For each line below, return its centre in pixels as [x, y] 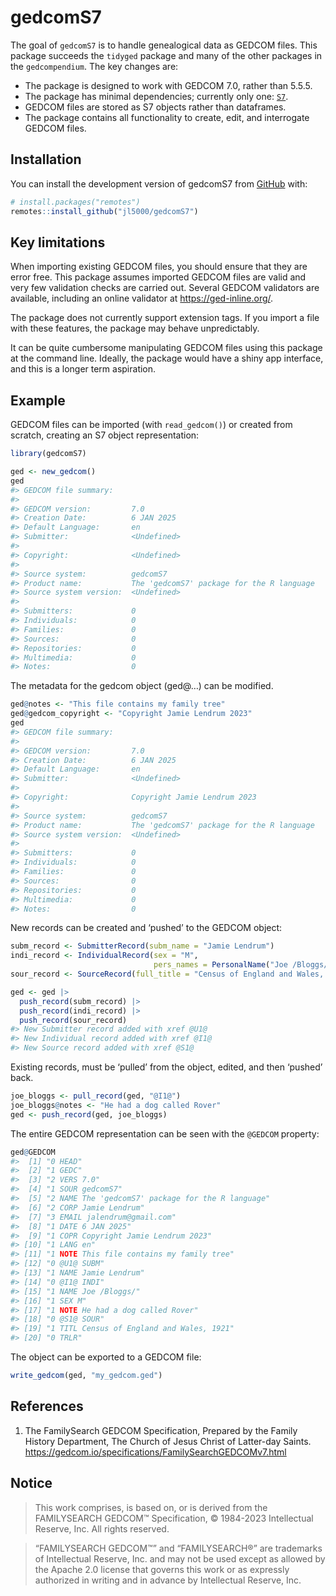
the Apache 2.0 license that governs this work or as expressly [162, 1569]
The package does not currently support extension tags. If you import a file [165, 318]
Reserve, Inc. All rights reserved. [102, 1528]
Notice [31, 1483]
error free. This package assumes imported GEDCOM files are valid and [158, 277]
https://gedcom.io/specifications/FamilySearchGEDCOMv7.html [155, 1452]
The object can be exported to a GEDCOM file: [106, 1357]
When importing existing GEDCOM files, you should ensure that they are [159, 267]
